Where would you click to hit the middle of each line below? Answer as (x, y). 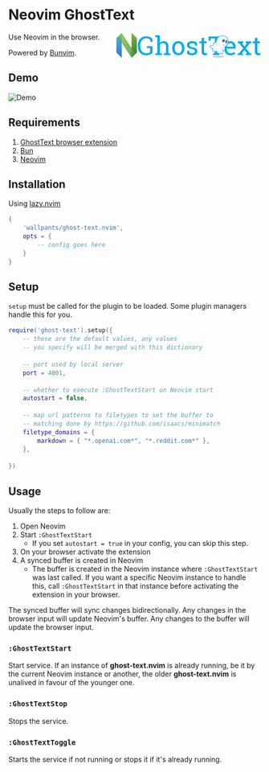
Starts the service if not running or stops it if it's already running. (115, 760)
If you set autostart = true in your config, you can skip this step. (140, 544)
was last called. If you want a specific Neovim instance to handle (139, 577)
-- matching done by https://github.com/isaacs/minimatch (122, 424)
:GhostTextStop (38, 704)
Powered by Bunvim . (43, 52)
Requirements (44, 123)
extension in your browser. (76, 595)
